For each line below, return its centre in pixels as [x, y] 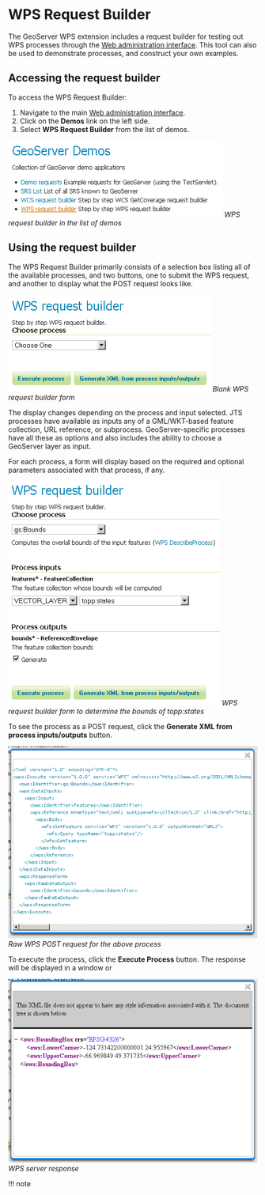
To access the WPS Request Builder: [68, 97]
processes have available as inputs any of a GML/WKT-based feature [121, 421]
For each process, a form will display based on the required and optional [126, 461]
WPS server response [44, 1169]
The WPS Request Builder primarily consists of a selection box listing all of [129, 267]
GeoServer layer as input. [49, 446]
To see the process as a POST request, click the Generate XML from [120, 726]
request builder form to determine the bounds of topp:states [106, 711]
